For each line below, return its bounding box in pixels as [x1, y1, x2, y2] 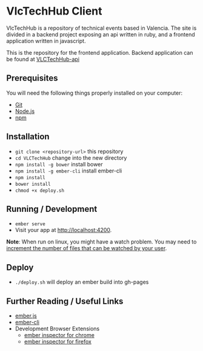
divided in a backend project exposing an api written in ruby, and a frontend [6, 30, 195, 38]
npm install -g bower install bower [15, 160, 103, 168]
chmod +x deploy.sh [15, 187, 65, 194]
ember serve [15, 221, 45, 227]
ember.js [15, 312, 38, 319]
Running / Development [6, 203, 98, 214]
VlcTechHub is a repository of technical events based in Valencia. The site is [6, 24, 197, 32]
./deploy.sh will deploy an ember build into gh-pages [15, 278, 149, 286]
